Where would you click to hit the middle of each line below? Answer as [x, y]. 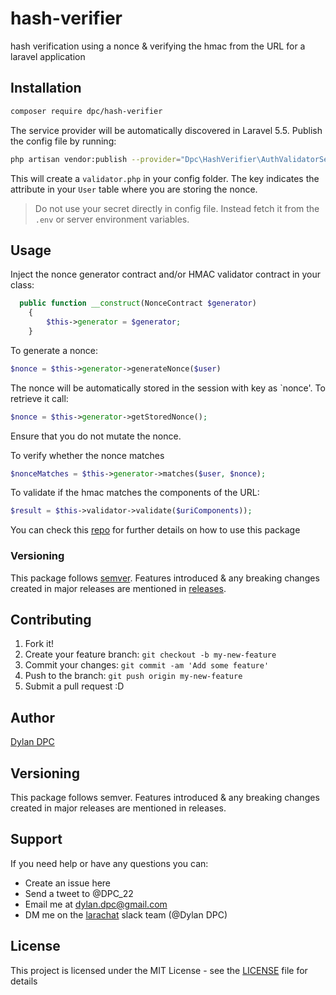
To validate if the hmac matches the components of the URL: [135, 493]
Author [32, 717]
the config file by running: [63, 141]
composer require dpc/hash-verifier [86, 111]
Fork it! [39, 644]
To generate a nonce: [54, 350]
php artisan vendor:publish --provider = [96, 159]
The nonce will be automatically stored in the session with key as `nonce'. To [168, 388]
